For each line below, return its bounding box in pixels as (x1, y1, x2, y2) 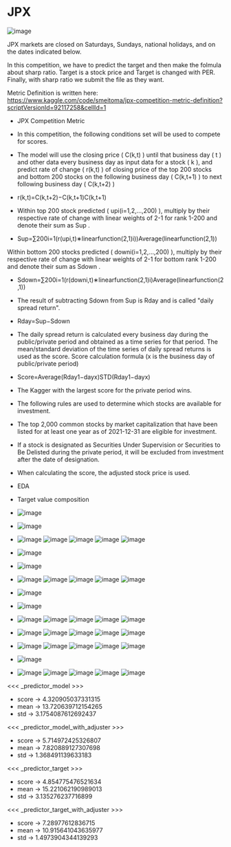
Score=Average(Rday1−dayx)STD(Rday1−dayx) (16, 373, 151, 381)
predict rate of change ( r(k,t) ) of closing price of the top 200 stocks (16, 165, 212, 173)
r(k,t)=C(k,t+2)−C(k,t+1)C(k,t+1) (16, 193, 107, 201)
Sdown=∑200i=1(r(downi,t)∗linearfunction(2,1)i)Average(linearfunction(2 (16, 276, 224, 284)
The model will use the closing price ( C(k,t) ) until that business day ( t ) (16, 151, 222, 159)
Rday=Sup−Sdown (16, 317, 70, 325)
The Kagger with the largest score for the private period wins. (16, 386, 192, 394)
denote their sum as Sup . (16, 221, 91, 229)
